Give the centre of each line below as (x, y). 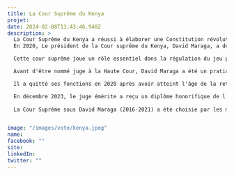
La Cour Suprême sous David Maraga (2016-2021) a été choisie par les (118, 109)
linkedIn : (22, 154)
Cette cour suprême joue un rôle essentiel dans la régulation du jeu (118, 59)
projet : (18, 20)
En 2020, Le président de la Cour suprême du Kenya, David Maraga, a (116, 46)
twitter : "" (24, 160)
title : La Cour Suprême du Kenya (56, 14)
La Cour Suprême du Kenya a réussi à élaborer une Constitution (109, 40)
